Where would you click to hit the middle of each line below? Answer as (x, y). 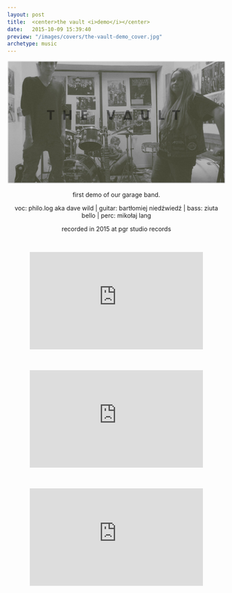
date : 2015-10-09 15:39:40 (49, 29)
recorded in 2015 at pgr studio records (116, 229)
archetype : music (32, 44)
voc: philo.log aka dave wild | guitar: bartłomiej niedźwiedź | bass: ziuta (116, 208)
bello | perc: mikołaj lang (116, 215)
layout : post (26, 15)
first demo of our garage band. (116, 195)
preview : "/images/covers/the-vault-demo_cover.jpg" (85, 37)
